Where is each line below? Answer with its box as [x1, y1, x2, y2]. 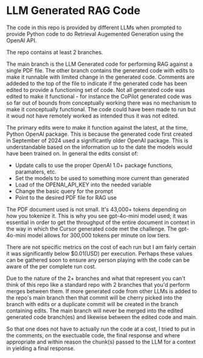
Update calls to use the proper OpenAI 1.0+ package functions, [15, 161, 173, 169]
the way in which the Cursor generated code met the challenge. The [6, 225, 177, 232]
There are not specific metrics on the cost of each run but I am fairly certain [6, 243, 196, 250]
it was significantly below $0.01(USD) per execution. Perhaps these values [6, 250, 193, 257]
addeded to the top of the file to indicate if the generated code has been [6, 80, 187, 87]
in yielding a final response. [6, 345, 75, 352]
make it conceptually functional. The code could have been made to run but [6, 105, 196, 113]
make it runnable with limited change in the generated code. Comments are [6, 73, 195, 80]
